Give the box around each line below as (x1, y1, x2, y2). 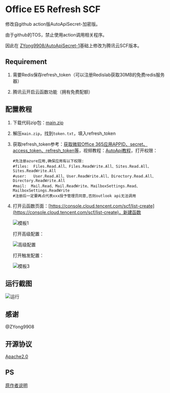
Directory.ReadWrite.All (12, 178, 65, 183)
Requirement (5, 57, 47, 66)
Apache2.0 (5, 353, 28, 360)
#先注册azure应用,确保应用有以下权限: (12, 158, 84, 163)
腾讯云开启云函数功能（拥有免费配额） (12, 89, 93, 95)
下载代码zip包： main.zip (12, 119, 64, 125)
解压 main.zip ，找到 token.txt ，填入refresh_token (12, 130, 116, 136)
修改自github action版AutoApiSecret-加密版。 (5, 21, 100, 27)
